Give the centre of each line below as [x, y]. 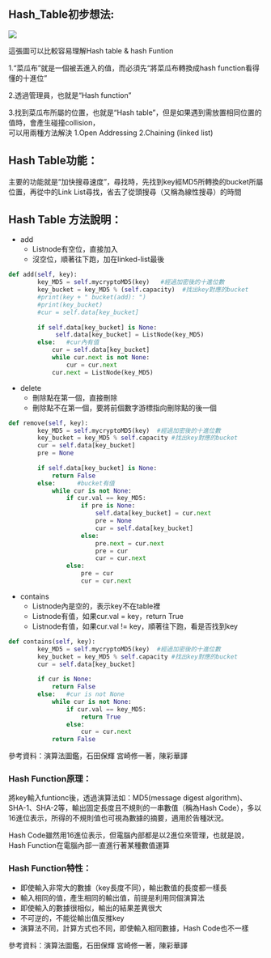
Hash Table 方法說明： [65, 220]
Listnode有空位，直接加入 [75, 249]
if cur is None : [65, 679]
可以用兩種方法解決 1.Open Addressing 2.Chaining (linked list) [111, 133]
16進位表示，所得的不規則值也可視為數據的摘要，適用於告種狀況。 [119, 818]
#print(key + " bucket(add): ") [92, 298]
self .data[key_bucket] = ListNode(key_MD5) [130, 335]
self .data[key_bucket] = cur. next [153, 513]
